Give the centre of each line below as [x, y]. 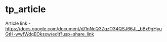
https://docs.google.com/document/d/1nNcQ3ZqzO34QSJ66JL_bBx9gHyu [83, 28]
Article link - [18, 23]
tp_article [26, 9]
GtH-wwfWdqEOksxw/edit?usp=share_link [50, 34]
